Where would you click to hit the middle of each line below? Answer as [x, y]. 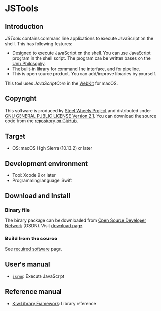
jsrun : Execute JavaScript [38, 276]
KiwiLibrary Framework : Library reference [54, 304]
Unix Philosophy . [29, 63]
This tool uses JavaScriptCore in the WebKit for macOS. [61, 83]
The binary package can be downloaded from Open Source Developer [76, 220]
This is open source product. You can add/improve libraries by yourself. [84, 74]
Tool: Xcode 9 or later [34, 175]
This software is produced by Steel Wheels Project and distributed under [78, 110]
